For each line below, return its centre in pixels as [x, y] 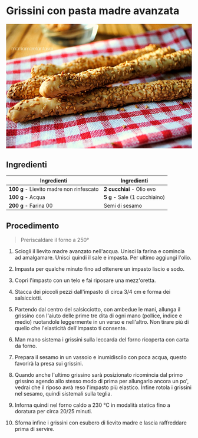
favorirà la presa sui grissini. [49, 363]
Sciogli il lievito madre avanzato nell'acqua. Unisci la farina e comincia [100, 251]
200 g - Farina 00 [31, 205]
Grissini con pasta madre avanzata [93, 11]
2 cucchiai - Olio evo [130, 189]
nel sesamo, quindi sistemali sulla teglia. [63, 393]
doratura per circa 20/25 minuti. [53, 411]
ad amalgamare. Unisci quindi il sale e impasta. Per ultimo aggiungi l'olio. [103, 257]
